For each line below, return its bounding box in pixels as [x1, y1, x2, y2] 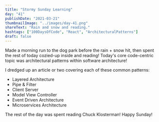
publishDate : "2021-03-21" [5, 16, 60, 21]
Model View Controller [12, 91, 57, 97]
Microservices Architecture [12, 102, 67, 108]
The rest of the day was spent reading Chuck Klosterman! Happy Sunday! [5, 111, 153, 117]
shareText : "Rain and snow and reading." [5, 25, 90, 30]
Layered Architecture [12, 76, 54, 82]
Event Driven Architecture [12, 97, 64, 103]
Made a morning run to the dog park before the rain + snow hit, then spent [5, 47, 154, 53]
